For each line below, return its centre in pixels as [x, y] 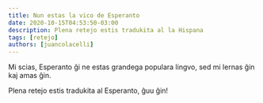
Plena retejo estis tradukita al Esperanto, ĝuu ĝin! [88, 90]
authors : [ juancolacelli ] [51, 45]
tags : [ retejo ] [33, 37]
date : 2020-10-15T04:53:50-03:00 [63, 23]
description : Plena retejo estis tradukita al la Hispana [106, 30]
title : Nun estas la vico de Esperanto [74, 15]
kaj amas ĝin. [30, 75]
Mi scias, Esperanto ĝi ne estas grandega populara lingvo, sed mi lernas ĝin [131, 67]
